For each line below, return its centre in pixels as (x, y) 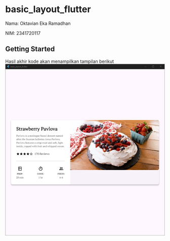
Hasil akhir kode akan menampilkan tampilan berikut (60, 61)
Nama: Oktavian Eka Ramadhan (38, 23)
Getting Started (30, 49)
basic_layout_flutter (48, 9)
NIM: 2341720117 (23, 33)
